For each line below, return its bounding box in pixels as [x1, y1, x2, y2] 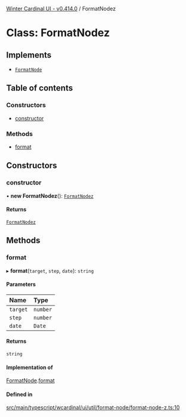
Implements [6, 50, 52, 60]
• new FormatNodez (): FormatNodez [6, 192, 94, 200]
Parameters [6, 281, 36, 288]
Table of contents [6, 83, 73, 93]
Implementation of [6, 364, 53, 371]
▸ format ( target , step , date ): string [6, 267, 94, 274]
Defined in [6, 391, 33, 398]
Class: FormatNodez [6, 26, 110, 40]
